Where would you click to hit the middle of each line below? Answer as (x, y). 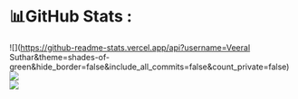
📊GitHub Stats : (71, 17)
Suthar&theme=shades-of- (60, 57)
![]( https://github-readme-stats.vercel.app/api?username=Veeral (130, 47)
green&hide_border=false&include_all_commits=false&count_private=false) (149, 67)
